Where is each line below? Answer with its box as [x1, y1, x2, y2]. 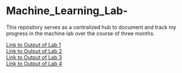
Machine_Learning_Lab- [6, 4, 128, 18]
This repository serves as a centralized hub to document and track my [6, 24, 177, 31]
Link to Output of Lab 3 [6, 54, 62, 61]
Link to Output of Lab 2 [6, 47, 62, 54]
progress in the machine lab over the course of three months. [6, 29, 155, 36]
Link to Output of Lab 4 [6, 60, 62, 67]
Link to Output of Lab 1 [6, 41, 61, 48]
